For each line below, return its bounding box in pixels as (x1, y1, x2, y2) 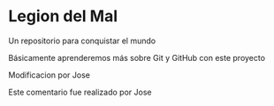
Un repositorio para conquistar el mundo (8, 35, 156, 46)
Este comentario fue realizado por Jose (8, 87, 152, 97)
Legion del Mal (8, 6, 118, 26)
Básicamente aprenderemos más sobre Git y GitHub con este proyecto (8, 52, 266, 63)
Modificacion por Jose (8, 69, 90, 80)
